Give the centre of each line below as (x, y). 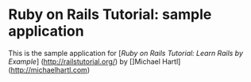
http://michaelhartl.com (49, 69)
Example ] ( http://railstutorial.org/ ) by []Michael (85, 61)
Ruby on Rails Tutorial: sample (110, 15)
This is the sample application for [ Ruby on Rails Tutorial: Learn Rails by (126, 53)
